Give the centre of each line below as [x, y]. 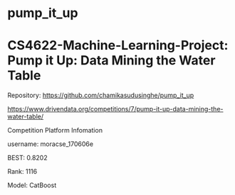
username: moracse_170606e [51, 144]
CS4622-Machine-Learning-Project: [118, 46]
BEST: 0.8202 [27, 158]
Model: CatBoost [32, 185]
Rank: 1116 [22, 172]
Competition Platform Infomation [55, 130]
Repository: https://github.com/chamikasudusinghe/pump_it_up [101, 95]
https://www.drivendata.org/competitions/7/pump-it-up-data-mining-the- [115, 109]
